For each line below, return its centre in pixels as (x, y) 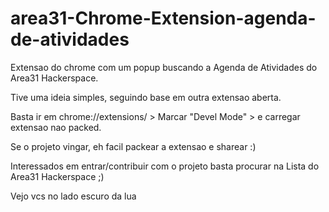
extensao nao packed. (56, 127)
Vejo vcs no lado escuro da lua (73, 196)
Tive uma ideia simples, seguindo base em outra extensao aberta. (146, 97)
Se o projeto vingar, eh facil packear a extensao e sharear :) (133, 146)
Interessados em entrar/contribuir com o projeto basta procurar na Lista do (165, 166)
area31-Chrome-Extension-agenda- (163, 18)
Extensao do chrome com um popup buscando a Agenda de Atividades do (164, 67)
